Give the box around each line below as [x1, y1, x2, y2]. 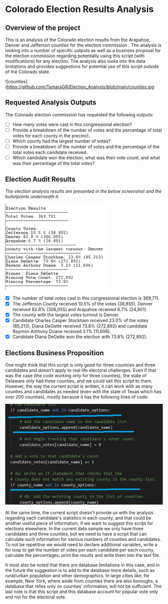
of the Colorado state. [5, 69, 50, 75]
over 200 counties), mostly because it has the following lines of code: [5, 394, 149, 400]
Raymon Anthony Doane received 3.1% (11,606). [12, 329, 111, 335]
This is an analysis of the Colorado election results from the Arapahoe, [5, 37, 150, 43]
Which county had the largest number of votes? [12, 138, 111, 144]
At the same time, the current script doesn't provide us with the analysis [5, 510, 153, 516]
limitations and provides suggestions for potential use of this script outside [5, 64, 159, 69]
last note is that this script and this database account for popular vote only [5, 588, 158, 595]
